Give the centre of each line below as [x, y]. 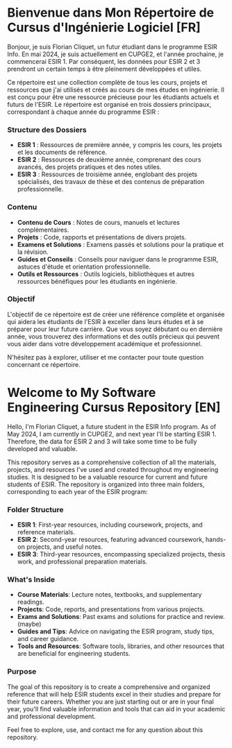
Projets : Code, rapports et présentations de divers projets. [102, 237]
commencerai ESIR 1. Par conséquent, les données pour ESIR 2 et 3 [104, 61]
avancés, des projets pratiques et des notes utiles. [89, 167]
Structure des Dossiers [47, 130]
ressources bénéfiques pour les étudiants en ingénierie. [97, 281]
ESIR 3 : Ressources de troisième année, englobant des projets [107, 174]
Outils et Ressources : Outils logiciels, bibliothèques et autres [106, 274]
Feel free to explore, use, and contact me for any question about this [105, 729]
